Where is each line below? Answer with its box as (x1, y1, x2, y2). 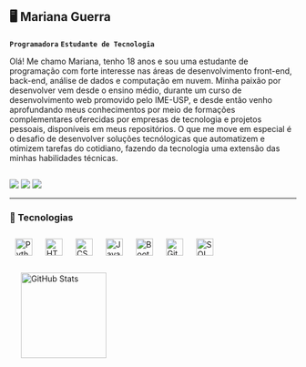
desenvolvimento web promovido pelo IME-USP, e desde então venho (9, 94, 273, 105)
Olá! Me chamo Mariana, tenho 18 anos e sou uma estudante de (9, 56, 249, 66)
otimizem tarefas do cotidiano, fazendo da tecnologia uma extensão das (9, 142, 280, 154)
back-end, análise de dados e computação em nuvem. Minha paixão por (9, 75, 281, 86)
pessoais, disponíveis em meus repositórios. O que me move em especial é (9, 123, 292, 134)
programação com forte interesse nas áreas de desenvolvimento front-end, (9, 65, 293, 76)
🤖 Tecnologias (9, 211, 74, 224)
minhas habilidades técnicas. (9, 152, 118, 163)
